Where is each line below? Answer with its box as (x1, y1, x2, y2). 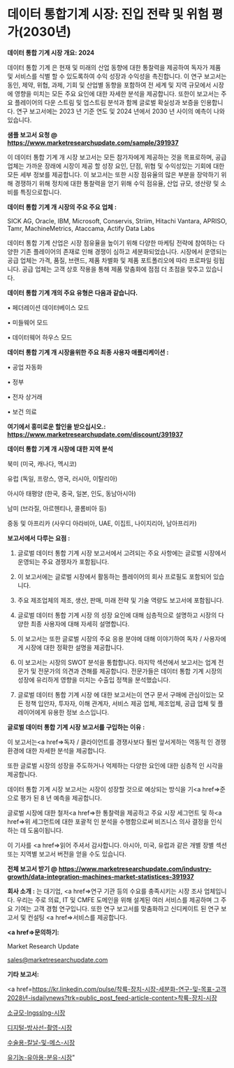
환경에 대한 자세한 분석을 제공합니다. (7, 746, 106, 754)
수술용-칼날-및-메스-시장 (7, 1038, 75, 1046)
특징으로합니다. (20, 188, 61, 196)
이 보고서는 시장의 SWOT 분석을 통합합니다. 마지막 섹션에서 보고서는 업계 (17, 658, 217, 666)
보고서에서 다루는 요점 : (7, 533, 71, 542)
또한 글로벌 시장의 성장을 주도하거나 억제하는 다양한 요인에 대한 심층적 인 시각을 (7, 761, 224, 770)
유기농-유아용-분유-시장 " (7, 1053, 75, 1061)
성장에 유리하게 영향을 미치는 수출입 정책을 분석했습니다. (17, 675, 171, 684)
